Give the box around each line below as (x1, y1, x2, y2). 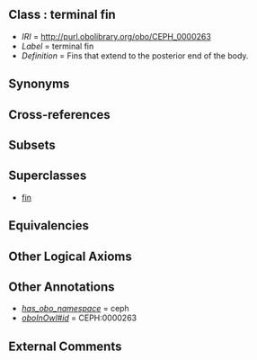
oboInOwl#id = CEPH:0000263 (21, 312, 137, 323)
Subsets (8, 137, 56, 152)
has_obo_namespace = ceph (21, 303, 129, 314)
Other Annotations (8, 279, 115, 294)
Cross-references (8, 107, 111, 122)
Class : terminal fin (8, 7, 116, 22)
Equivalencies (8, 218, 89, 233)
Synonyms (8, 76, 70, 92)
